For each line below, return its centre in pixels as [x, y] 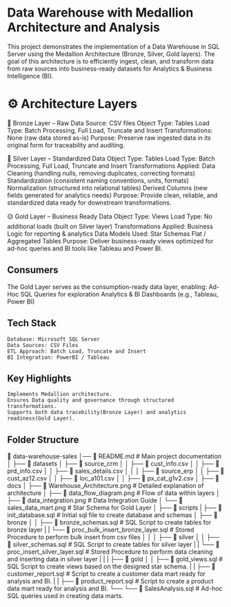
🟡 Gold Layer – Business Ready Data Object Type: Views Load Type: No [110, 216]
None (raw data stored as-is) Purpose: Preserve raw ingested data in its [109, 138]
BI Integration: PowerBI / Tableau [58, 357]
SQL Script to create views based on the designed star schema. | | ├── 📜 [111, 567]
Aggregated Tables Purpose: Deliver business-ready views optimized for [110, 241]
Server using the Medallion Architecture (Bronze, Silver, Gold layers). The [111, 54]
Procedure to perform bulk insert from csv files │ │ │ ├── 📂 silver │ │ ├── [113, 537]
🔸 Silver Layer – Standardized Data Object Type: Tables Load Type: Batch [111, 158]
